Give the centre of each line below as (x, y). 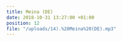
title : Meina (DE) (30, 12)
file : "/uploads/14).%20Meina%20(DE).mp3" (61, 29)
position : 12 (23, 23)
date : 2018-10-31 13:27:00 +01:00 (51, 17)
